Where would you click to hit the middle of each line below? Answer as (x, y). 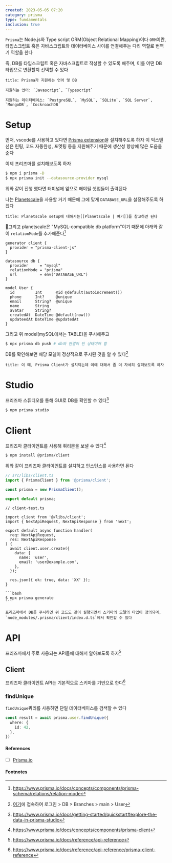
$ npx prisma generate (29, 598)
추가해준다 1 (55, 233)
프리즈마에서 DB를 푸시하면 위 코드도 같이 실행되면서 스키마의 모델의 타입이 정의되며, (83, 612)
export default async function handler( (49, 530)
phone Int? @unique (41, 297)
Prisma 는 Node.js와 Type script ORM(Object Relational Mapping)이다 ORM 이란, (86, 39)
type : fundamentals (26, 19)
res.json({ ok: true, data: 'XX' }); (50, 580)
